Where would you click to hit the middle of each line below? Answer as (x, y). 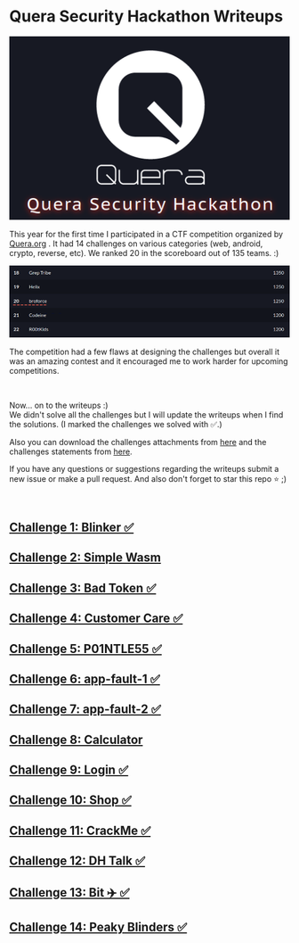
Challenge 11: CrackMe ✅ (80, 830)
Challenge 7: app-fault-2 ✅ (85, 710)
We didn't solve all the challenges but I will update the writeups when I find (146, 414)
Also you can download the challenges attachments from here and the (138, 442)
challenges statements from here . (71, 451)
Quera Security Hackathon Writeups (146, 17)
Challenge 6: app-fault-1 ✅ (85, 678)
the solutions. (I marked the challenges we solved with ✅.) (116, 424)
